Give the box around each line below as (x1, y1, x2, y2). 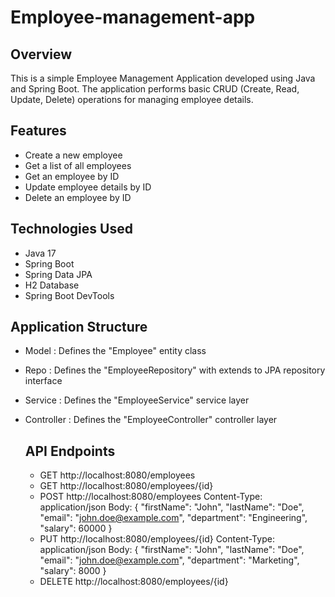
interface (24, 375, 63, 387)
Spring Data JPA (24, 268, 93, 280)
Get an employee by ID (24, 170, 120, 182)
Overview (10, 46, 73, 63)
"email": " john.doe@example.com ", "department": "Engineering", (39, 512, 308, 524)
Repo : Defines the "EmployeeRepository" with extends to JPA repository (24, 364, 326, 376)
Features (10, 122, 67, 140)
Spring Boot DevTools (24, 289, 115, 301)
